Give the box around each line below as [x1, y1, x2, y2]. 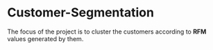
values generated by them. [7, 34, 84, 42]
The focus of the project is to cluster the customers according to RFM [7, 27, 207, 36]
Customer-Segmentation [7, 5, 155, 21]
